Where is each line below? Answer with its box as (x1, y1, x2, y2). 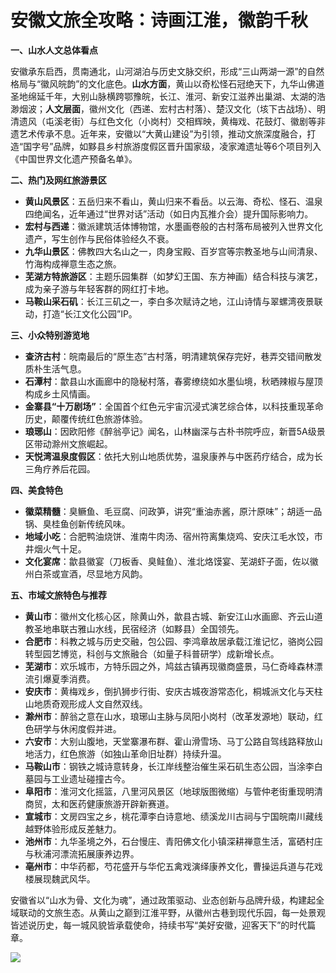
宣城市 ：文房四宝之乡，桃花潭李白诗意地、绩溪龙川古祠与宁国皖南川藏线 (24, 810, 323, 822)
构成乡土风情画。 (24, 387, 96, 400)
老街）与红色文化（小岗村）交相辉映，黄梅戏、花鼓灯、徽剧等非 (62, 115, 326, 127)
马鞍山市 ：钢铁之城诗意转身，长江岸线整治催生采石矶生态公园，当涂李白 (24, 760, 323, 772)
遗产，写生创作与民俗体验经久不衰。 (24, 232, 175, 245)
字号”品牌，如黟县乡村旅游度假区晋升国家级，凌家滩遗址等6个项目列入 (31, 140, 322, 152)
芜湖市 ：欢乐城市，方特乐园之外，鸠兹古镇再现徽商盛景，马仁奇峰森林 (24, 660, 315, 672)
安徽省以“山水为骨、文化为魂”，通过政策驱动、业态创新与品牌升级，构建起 (10, 894, 317, 906)
